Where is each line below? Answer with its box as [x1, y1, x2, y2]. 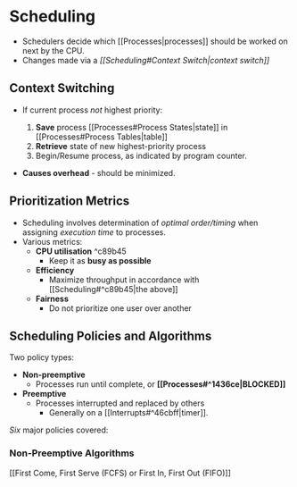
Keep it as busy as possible [48, 255, 152, 265]
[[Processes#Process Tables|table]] [35, 131, 168, 142]
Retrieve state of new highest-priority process [35, 140, 207, 151]
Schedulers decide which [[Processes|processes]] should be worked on [21, 36, 288, 46]
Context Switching [9, 80, 115, 96]
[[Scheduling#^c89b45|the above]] [48, 283, 178, 294]
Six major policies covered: [9, 424, 109, 435]
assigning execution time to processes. [21, 226, 167, 238]
